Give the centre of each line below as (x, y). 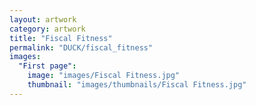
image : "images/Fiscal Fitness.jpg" (104, 76)
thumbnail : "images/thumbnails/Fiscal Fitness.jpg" (137, 85)
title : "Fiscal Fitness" (61, 38)
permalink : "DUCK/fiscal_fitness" (81, 47)
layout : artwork (43, 19)
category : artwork (47, 29)
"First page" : (47, 66)
